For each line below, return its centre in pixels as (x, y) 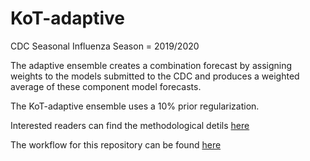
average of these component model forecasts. (106, 86)
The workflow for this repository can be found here (116, 144)
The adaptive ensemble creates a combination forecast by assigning (151, 65)
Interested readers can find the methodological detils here (130, 125)
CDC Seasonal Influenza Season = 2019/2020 (105, 46)
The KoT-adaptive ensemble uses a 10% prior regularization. (135, 106)
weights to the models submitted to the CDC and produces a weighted (155, 76)
